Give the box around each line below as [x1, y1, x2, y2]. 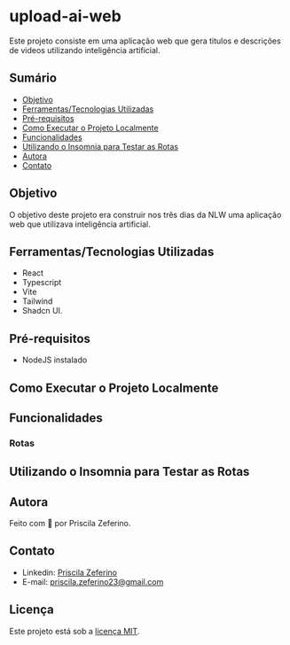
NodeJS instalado [21, 354, 88, 365]
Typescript [21, 277, 62, 288]
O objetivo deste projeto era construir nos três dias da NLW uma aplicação [9, 209, 282, 220]
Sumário [9, 71, 58, 86]
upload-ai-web [9, 6, 121, 27]
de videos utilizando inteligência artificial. [9, 44, 161, 55]
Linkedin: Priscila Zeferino [21, 567, 118, 578]
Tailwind [21, 296, 53, 307]
